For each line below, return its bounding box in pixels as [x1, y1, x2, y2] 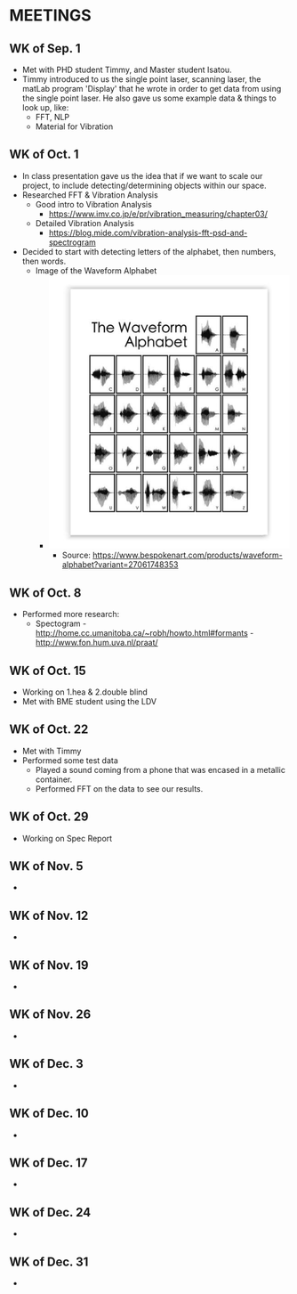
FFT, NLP [35, 112, 70, 122]
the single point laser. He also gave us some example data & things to [21, 93, 277, 103]
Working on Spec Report [21, 833, 113, 843]
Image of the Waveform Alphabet [35, 264, 157, 276]
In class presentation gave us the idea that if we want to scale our [21, 170, 263, 181]
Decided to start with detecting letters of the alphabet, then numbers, [21, 246, 277, 256]
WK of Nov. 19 [9, 957, 89, 973]
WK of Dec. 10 [9, 1106, 89, 1121]
